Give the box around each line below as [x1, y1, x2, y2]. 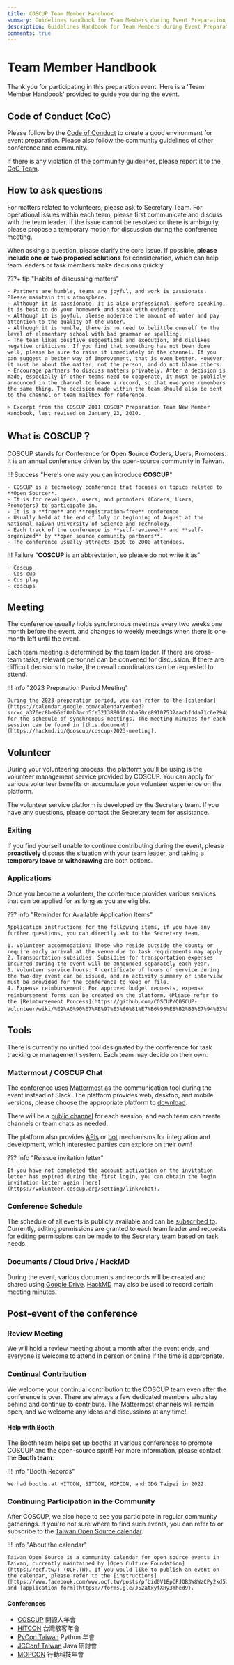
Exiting [7, 826, 31, 836]
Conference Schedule [7, 1201, 83, 1211]
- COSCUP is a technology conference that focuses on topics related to [7, 483, 223, 491]
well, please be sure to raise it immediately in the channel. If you [7, 349, 217, 356]
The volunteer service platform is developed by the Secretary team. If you [7, 801, 219, 809]
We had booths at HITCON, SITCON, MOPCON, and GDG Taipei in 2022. [7, 1480, 208, 1487]
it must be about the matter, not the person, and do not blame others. [7, 361, 223, 368]
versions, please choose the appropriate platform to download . [7, 1098, 188, 1107]
